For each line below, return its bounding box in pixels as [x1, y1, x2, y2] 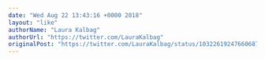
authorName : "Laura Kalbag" [8, 26, 101, 34]
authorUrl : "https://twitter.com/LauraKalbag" [8, 33, 164, 41]
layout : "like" [8, 19, 58, 26]
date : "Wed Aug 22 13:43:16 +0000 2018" [8, 11, 144, 19]
